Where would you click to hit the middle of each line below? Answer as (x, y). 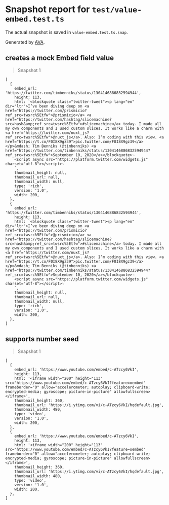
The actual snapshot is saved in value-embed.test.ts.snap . (67, 32)
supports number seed (42, 339)
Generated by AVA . (25, 42)
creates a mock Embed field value (60, 58)
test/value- (117, 10)
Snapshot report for (48, 9)
